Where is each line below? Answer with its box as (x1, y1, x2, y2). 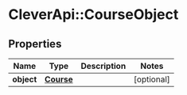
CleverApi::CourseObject (8, 6, 179, 24)
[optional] (134, 74, 171, 85)
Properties (8, 37, 62, 51)
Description (80, 61, 127, 71)
